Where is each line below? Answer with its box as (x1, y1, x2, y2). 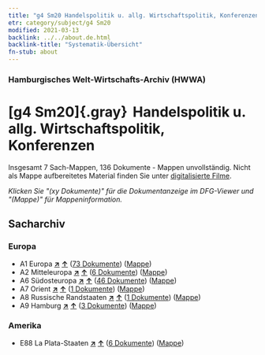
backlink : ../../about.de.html (8, 33, 111, 42)
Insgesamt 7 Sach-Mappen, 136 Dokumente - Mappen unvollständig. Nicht (8, 162, 251, 172)
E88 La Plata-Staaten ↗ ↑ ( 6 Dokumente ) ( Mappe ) (19, 338, 185, 347)
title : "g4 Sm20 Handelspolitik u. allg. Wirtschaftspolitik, (8, 11, 217, 20)
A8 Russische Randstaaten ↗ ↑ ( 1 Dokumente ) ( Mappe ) (19, 292, 201, 301)
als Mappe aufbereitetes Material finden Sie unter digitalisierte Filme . (8, 171, 232, 180)
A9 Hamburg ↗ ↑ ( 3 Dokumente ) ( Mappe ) (19, 301, 157, 310)
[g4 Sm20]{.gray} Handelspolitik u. (8, 103, 246, 121)
